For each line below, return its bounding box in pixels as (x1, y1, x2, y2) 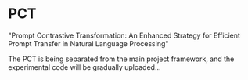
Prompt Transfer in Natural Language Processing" (8, 38, 169, 48)
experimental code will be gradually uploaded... (8, 62, 161, 71)
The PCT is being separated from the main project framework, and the (8, 54, 235, 64)
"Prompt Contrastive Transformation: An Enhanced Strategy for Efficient (8, 31, 241, 40)
